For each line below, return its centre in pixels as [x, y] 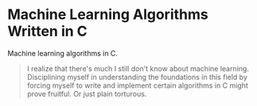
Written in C [48, 31]
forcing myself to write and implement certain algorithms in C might [137, 85]
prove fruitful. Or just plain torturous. [87, 93]
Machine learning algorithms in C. [63, 53]
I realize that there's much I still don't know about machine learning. [138, 68]
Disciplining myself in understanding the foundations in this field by [137, 77]
